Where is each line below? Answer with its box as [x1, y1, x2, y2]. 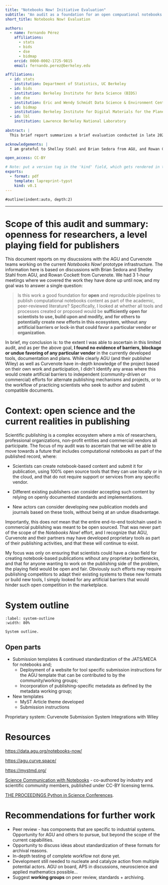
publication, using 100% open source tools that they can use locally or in [12, 468, 162, 474]
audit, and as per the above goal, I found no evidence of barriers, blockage [5, 344, 161, 351]
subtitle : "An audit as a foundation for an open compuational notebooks [5, 12, 162, 17]
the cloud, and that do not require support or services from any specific [12, 474, 160, 480]
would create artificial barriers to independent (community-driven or [5, 372, 146, 378]
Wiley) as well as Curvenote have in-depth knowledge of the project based [5, 361, 159, 367]
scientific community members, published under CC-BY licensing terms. [5, 783, 154, 789]
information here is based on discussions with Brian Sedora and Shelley [5, 267, 153, 273]
